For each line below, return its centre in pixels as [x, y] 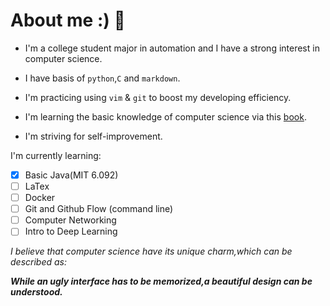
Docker [40, 198]
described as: [39, 262]
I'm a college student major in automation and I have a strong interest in [172, 48]
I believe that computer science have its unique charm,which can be [151, 251]
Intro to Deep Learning [71, 231]
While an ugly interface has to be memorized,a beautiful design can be [161, 281]
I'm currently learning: [56, 155]
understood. [36, 292]
